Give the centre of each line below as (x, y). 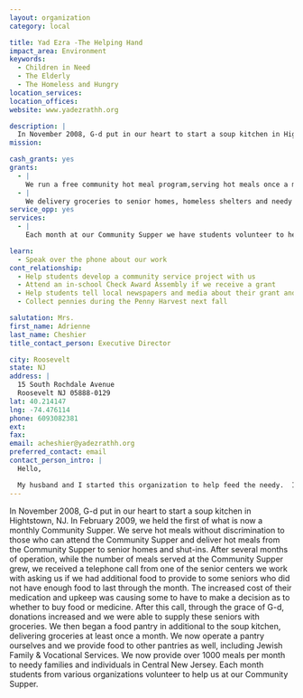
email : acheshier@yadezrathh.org (72, 444)
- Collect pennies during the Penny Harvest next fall (123, 302)
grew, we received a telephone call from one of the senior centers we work (149, 568)
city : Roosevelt (40, 359)
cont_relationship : (46, 268)
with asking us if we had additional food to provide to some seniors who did (150, 578)
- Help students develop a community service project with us (137, 277)
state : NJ (28, 368)
